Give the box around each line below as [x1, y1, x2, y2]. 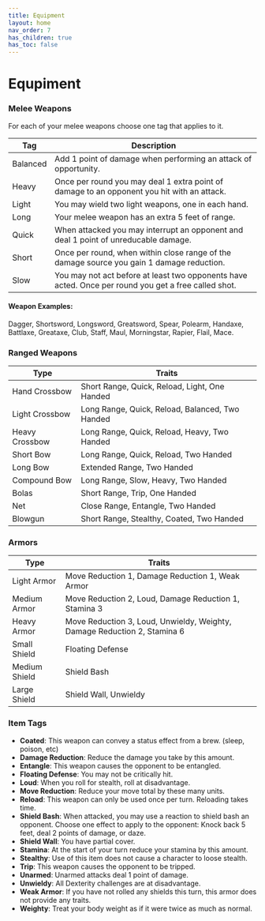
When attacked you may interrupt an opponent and [54, 224, 244, 235]
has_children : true [8, 33, 73, 42]
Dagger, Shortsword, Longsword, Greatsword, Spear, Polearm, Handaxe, [8, 319, 244, 329]
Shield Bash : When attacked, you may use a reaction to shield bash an [19, 811, 250, 821]
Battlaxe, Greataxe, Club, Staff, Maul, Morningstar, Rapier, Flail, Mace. [8, 327, 234, 336]
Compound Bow [12, 475, 73, 486]
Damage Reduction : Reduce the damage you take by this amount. [19, 752, 235, 762]
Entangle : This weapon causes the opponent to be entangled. [19, 761, 222, 770]
